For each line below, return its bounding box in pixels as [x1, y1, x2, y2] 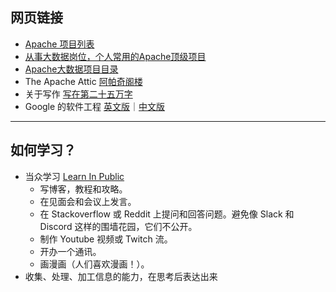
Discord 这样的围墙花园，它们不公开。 [39, 220, 198, 232]
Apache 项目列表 [24, 38, 95, 50]
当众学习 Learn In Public [24, 170, 125, 182]
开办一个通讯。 [39, 245, 102, 257]
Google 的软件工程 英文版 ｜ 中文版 [24, 100, 166, 112]
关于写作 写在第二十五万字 [24, 88, 133, 100]
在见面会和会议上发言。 [39, 195, 137, 207]
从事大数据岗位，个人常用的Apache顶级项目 [24, 50, 207, 62]
